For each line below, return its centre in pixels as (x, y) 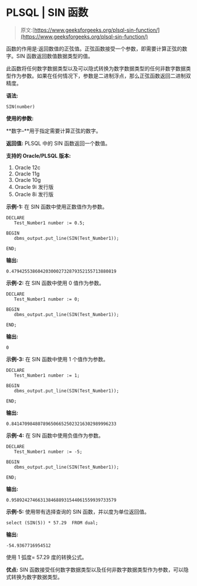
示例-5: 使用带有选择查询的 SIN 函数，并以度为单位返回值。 (78, 512)
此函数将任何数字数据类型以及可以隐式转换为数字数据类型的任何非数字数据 (96, 68)
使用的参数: (20, 118)
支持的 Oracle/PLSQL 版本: (39, 155)
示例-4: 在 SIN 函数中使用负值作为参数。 (55, 435)
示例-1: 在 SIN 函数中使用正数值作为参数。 (57, 206)
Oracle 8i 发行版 (34, 194)
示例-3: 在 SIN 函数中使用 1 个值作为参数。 (57, 359)
